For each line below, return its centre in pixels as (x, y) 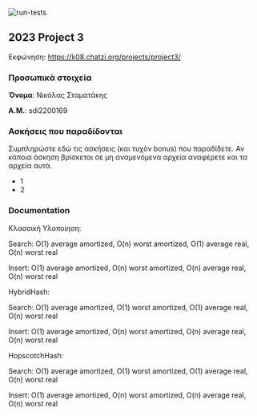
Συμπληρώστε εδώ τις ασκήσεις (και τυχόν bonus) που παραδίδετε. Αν (126, 149)
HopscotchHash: (36, 355)
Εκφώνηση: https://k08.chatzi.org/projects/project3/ (95, 57)
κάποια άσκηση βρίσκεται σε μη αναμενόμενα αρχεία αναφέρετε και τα (128, 157)
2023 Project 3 (46, 37)
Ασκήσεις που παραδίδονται (65, 131)
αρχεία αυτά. (30, 166)
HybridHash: (29, 292)
